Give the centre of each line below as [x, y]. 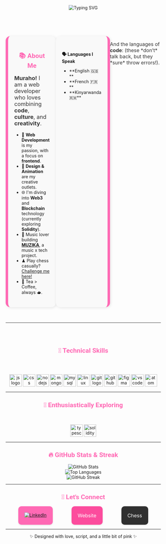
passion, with [35, 151]
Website [87, 515]
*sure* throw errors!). [134, 63]
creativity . [28, 124]
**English [80, 71]
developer [28, 91]
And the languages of [135, 44]
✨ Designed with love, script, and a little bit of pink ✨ [83, 536]
